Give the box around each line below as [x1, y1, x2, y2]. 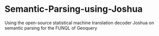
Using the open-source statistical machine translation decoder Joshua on [4, 20, 154, 26]
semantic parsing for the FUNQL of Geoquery [4, 25, 97, 31]
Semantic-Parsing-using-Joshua [4, 3, 143, 15]
